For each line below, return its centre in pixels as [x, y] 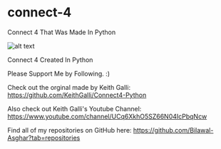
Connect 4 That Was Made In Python [62, 32]
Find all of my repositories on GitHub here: [70, 130]
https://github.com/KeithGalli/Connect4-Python [77, 95]
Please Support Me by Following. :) [59, 73]
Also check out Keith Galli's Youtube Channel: [74, 108]
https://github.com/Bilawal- [173, 130]
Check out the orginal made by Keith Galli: [69, 87]
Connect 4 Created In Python [50, 60]
